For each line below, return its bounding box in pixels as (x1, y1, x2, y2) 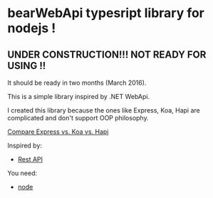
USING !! (7, 59, 46, 72)
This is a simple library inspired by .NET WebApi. (7, 93, 150, 100)
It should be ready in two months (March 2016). (7, 78, 147, 87)
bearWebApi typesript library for (7, 5, 205, 21)
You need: (7, 169, 38, 177)
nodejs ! (7, 20, 56, 36)
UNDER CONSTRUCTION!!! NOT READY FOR (7, 48, 207, 61)
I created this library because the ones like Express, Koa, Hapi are (7, 106, 201, 115)
